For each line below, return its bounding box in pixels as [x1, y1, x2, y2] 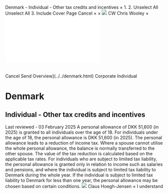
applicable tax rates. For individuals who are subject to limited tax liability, [5, 156, 157, 162]
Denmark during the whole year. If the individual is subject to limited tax [5, 172, 153, 178]
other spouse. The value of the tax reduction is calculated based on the [5, 150, 153, 156]
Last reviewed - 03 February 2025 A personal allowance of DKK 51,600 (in [5, 124, 159, 130]
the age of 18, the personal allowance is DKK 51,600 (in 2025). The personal [5, 134, 162, 140]
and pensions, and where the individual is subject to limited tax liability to [5, 166, 156, 172]
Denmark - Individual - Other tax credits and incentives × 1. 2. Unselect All [5, 5, 158, 10]
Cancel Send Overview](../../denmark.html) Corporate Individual [5, 73, 137, 79]
